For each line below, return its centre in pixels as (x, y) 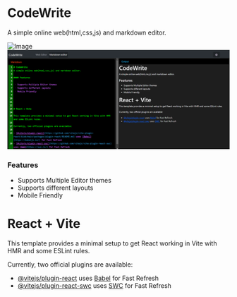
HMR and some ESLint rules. (49, 251)
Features (23, 165)
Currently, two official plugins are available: (70, 265)
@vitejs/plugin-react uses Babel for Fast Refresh (88, 278)
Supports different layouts (55, 188)
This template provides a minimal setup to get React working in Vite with (112, 243)
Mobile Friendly (40, 195)
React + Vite (44, 224)
